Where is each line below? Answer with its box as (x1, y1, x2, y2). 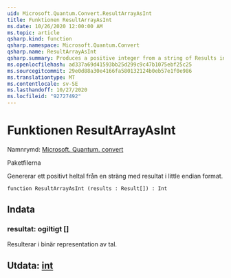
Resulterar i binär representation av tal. (7, 240, 118, 248)
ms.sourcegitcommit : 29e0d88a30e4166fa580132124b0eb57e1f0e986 (7, 67, 192, 74)
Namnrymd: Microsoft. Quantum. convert (7, 145, 124, 153)
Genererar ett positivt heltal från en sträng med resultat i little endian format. (7, 172, 223, 180)
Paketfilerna (7, 159, 41, 167)
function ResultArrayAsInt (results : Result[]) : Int (7, 185, 168, 192)
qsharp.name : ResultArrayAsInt (7, 49, 97, 56)
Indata (7, 204, 36, 216)
